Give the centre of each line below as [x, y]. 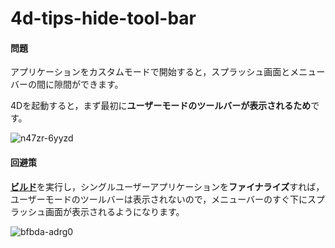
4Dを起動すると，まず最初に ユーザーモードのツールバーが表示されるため [161, 106]
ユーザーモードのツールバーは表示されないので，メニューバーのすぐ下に [159, 199]
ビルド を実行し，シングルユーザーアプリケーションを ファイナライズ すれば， [167, 186]
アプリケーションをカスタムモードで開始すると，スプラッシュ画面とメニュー [168, 72]
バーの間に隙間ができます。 [67, 84]
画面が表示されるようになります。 [114, 211]
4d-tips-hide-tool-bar [103, 18]
